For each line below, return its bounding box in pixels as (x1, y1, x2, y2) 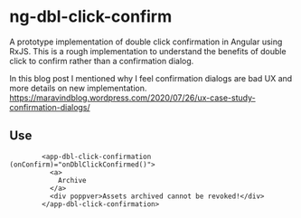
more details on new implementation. (9, 82, 147, 93)
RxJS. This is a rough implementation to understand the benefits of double (9, 45, 287, 56)
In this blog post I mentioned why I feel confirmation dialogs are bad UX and (9, 72, 293, 83)
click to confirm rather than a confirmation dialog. (9, 55, 194, 66)
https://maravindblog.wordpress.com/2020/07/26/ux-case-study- (9, 92, 256, 103)
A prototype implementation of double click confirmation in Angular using (9, 36, 283, 47)
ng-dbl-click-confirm (9, 6, 173, 27)
